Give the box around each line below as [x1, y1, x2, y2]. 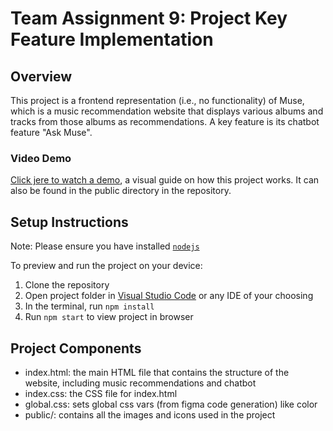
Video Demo [10, 151, 72, 165]
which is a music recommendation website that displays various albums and [10, 105, 324, 117]
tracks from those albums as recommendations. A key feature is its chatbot [10, 116, 320, 127]
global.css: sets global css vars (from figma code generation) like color [24, 398, 318, 410]
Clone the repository [24, 279, 110, 291]
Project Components [10, 340, 142, 357]
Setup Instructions [10, 213, 129, 231]
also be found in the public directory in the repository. [10, 185, 232, 197]
